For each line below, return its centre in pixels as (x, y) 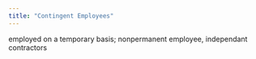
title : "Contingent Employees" (61, 16)
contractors (28, 47)
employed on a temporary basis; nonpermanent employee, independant (128, 39)
